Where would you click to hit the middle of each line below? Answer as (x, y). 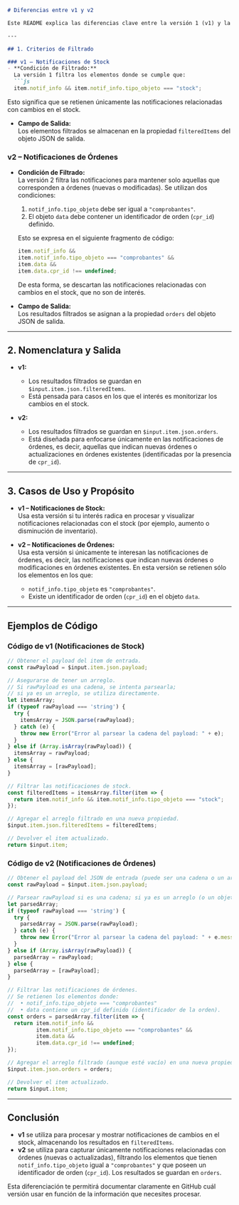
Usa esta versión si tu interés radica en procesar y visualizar (106, 516)
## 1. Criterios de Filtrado (51, 49)
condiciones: (37, 195)
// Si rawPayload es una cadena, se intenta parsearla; (92, 687)
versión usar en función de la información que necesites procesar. (104, 1194)
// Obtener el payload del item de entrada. (74, 661)
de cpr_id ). (45, 462)
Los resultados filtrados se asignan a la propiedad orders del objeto (117, 313)
